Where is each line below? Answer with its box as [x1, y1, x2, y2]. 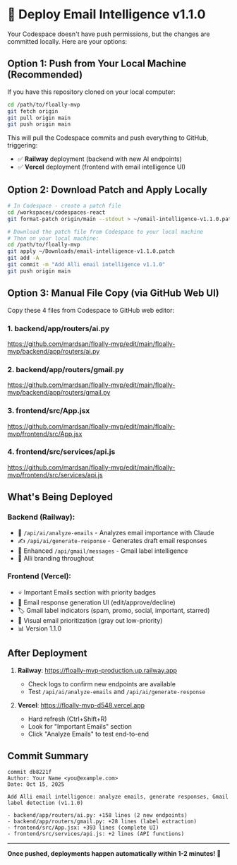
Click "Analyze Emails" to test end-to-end [28, 729, 150, 738]
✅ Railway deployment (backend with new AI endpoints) [17, 155, 182, 163]
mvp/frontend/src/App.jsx [7, 429, 83, 438]
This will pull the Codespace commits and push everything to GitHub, [7, 133, 209, 142]
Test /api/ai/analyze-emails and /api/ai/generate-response [28, 687, 206, 696]
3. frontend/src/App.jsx [7, 406, 90, 416]
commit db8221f [7, 769, 52, 776]
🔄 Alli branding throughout [17, 554, 95, 562]
